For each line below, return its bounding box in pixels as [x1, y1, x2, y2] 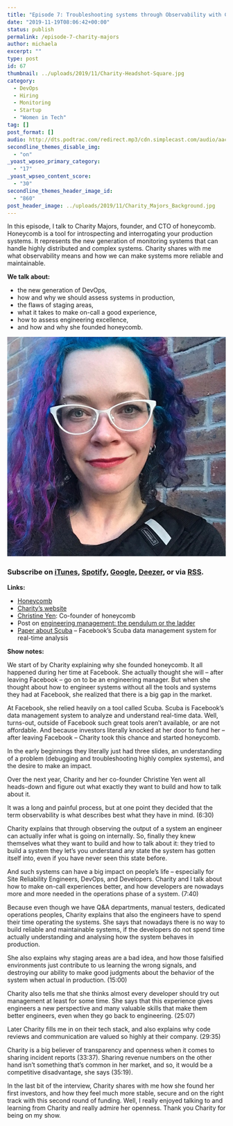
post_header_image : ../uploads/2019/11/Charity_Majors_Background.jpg [7, 202, 216, 209]
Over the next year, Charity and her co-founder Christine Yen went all [7, 775, 206, 783]
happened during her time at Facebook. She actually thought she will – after [7, 668, 224, 676]
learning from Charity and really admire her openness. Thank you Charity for [7, 1104, 226, 1112]
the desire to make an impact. [7, 761, 92, 769]
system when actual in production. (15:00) [7, 976, 128, 984]
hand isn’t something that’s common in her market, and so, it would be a [7, 1061, 213, 1069]
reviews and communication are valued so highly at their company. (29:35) [7, 1032, 221, 1040]
